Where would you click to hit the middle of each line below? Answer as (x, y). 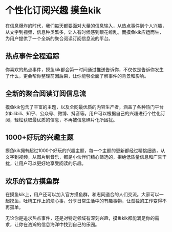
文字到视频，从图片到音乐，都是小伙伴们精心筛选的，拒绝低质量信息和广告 (84, 157)
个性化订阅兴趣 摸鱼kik (53, 10)
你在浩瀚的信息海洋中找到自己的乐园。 (59, 225)
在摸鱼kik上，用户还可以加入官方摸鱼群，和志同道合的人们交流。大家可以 (82, 195)
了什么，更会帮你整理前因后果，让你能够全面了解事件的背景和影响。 (77, 76)
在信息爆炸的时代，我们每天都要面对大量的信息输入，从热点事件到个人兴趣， (86, 26)
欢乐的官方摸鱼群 (32, 181)
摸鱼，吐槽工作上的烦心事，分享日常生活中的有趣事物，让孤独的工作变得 (86, 201)
